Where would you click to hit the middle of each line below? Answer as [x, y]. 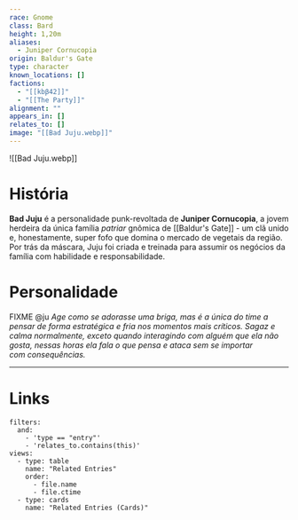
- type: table [43, 461]
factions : [27, 83]
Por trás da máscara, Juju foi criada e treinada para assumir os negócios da [147, 247]
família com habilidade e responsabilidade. [87, 256]
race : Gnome [31, 17]
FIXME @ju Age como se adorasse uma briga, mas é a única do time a [139, 317]
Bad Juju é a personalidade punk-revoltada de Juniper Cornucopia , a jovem [149, 218]
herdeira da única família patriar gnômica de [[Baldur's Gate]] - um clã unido [149, 228]
